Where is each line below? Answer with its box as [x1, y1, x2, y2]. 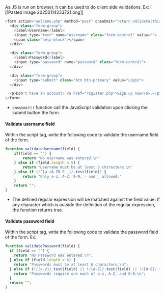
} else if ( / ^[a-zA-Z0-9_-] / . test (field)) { [14, 169, 107, 174]
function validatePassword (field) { [5, 244, 80, 249]
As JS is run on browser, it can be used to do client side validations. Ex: [5, 4, 150, 10]
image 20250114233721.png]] [23, 9, 83, 15]
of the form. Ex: [5, 234, 37, 240]
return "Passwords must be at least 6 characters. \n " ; [14, 262, 129, 267]
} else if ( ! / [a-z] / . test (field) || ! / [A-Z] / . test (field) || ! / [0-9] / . [9, 267, 160, 271]
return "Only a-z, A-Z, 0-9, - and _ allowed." [23, 174, 122, 179]
